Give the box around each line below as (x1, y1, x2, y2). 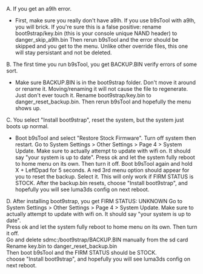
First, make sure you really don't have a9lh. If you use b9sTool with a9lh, (15, 17, 196, 24)
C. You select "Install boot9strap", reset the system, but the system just (6, 116, 184, 123)
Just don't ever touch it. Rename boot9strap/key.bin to (15, 92, 151, 99)
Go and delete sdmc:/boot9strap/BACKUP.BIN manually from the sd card (6, 236, 188, 243)
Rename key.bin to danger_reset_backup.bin (6, 243, 118, 250)
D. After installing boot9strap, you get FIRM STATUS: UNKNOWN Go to (6, 198, 183, 204)
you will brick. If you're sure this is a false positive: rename (15, 24, 162, 30)
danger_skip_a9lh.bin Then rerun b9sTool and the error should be (15, 36, 179, 43)
